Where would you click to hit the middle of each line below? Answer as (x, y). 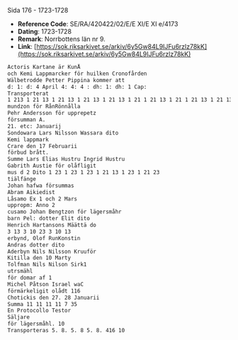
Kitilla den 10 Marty (39, 258)
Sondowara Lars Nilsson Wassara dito (63, 133)
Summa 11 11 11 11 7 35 (42, 304)
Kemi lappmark (28, 140)
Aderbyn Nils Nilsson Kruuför (52, 251)
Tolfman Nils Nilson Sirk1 (47, 265)
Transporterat (28, 93)
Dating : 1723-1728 (45, 32)
